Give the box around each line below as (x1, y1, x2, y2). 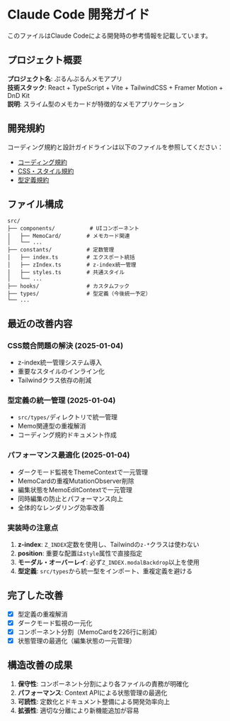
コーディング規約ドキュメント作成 (17, 430, 117, 439)
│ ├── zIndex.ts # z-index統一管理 (7, 261, 137, 269)
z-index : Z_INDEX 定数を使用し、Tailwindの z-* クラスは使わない (17, 540, 200, 548)
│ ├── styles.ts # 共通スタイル (7, 269, 125, 276)
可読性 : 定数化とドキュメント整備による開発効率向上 (17, 697, 171, 705)
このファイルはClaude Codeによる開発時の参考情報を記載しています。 (7, 31, 212, 40)
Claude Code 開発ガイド (7, 6, 150, 23)
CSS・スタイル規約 (17, 166, 74, 175)
